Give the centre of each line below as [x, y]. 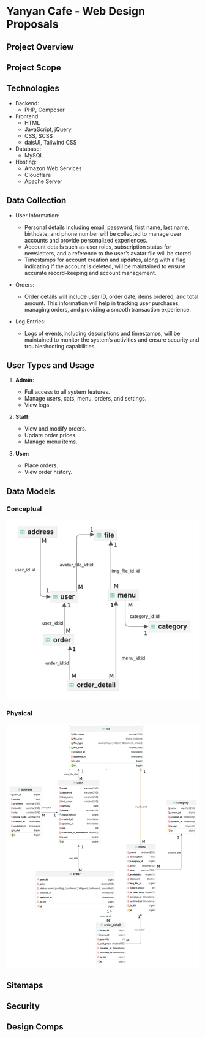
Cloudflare [38, 175]
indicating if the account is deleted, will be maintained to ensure [105, 266]
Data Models [31, 491]
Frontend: [27, 116]
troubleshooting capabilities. [60, 346]
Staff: [23, 417]
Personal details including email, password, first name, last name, [107, 227]
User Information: [37, 215]
